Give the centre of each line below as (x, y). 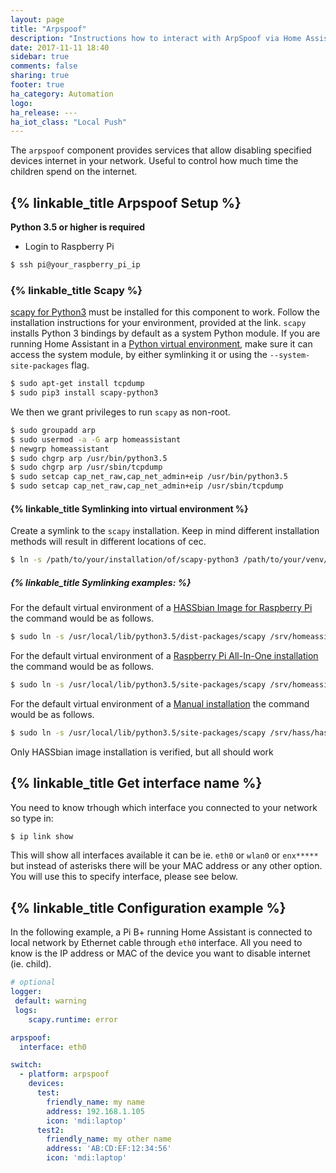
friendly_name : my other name (109, 1139)
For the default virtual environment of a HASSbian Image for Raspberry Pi (161, 608)
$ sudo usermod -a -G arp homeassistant (96, 439)
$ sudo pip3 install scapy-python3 (84, 393)
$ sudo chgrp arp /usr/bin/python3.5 (89, 458)
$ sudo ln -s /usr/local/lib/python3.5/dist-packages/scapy (138, 637)
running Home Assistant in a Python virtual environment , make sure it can (161, 344)
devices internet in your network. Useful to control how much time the (154, 161)
